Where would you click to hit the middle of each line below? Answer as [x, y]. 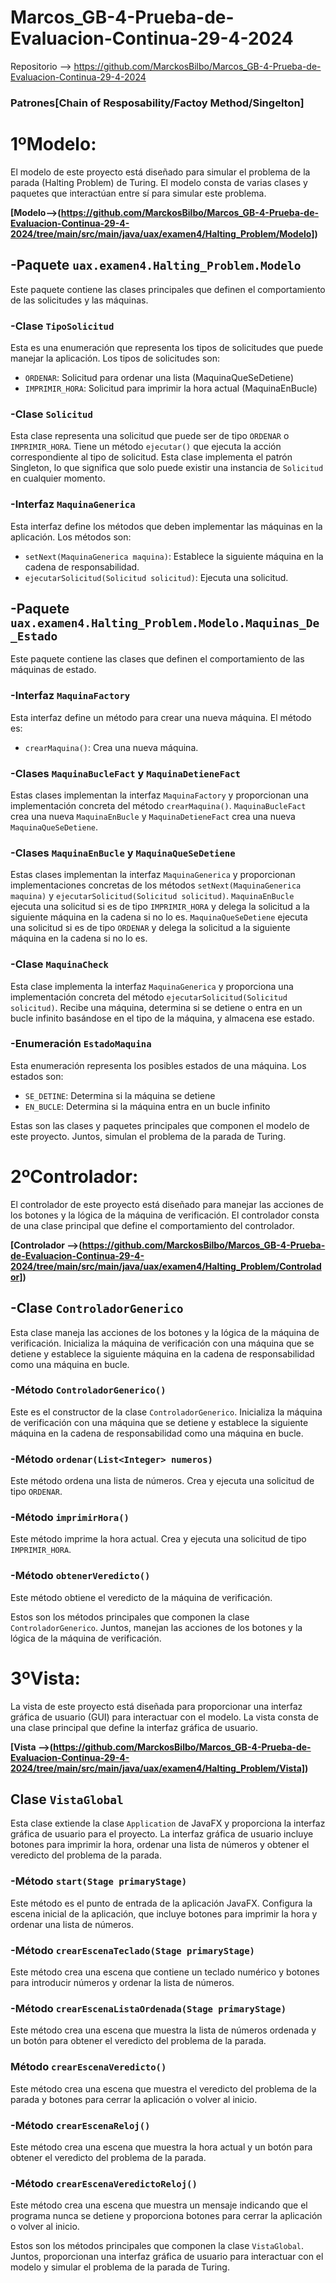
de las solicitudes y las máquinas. [79, 300]
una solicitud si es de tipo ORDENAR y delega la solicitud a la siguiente [150, 928]
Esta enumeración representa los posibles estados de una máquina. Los [158, 1065]
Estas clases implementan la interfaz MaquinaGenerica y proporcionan [153, 875]
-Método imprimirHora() [70, 1518]
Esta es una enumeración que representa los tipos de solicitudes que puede [167, 347]
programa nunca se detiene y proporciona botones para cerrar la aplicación [166, 2216]
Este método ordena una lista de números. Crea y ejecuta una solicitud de [162, 1481]
